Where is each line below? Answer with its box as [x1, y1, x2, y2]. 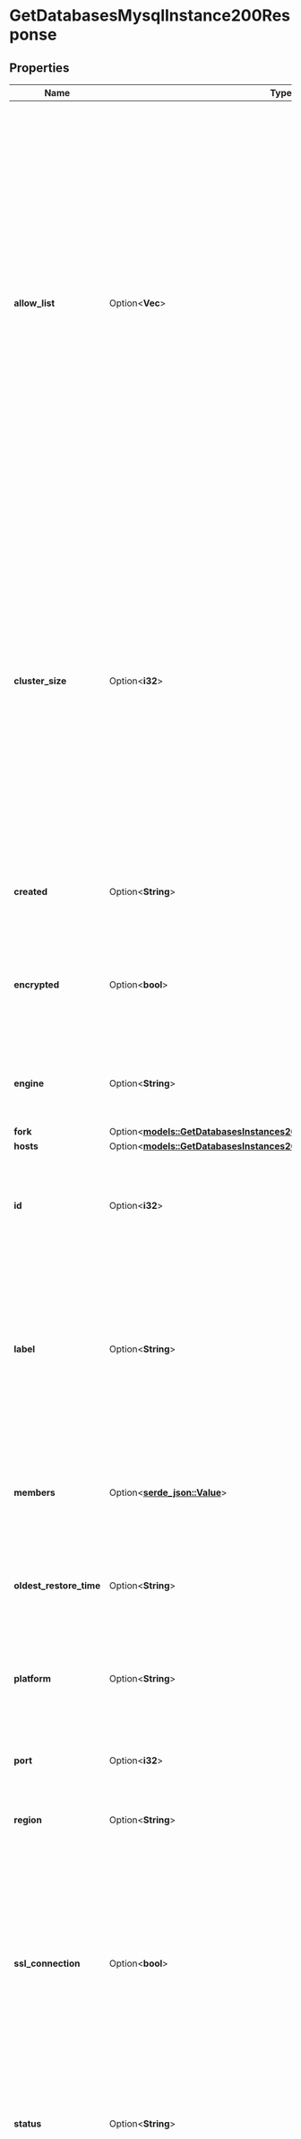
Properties [9, 60, 70, 75]
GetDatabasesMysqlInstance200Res [9, 5, 291, 26]
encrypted [13, 978, 60, 991]
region [13, 1813, 42, 1826]
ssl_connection [13, 1957, 81, 1969]
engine [13, 1077, 45, 1090]
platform [13, 1673, 52, 1684]
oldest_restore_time [13, 1579, 101, 1592]
